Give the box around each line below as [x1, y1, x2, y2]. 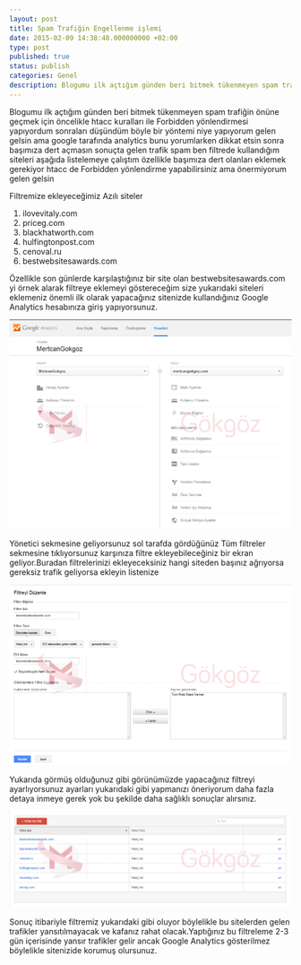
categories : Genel [9, 72, 78, 81]
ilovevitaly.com [21, 207, 78, 219]
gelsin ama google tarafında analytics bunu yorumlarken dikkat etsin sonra [9, 135, 285, 145]
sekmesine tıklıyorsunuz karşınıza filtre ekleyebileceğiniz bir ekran [9, 547, 254, 558]
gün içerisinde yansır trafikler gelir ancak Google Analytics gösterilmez [9, 935, 271, 946]
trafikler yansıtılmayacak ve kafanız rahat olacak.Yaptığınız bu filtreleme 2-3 [9, 926, 289, 937]
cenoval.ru [21, 246, 62, 256]
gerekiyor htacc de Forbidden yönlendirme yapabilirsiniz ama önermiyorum [9, 163, 287, 174]
